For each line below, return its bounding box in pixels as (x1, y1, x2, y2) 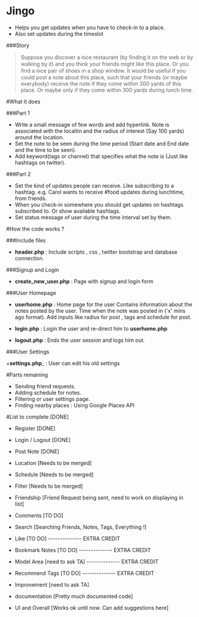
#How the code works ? (6, 225, 65, 232)
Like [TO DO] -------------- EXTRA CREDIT (14, 535, 121, 542)
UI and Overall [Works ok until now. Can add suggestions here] (14, 604, 169, 611)
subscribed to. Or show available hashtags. (14, 207, 121, 214)
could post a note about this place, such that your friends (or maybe (20, 73, 188, 81)
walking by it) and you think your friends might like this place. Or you (20, 60, 189, 67)
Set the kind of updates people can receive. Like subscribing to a (14, 182, 174, 189)
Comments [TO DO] (14, 512, 64, 519)
